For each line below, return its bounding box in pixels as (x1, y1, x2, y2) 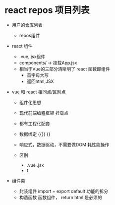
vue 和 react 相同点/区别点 (11, 89, 66, 95)
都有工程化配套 (19, 120, 50, 127)
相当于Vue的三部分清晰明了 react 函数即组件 (19, 66, 110, 72)
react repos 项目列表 (4, 4, 90, 16)
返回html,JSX (26, 78, 54, 84)
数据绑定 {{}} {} (19, 131, 51, 137)
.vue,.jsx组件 (19, 53, 46, 60)
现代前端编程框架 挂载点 (19, 110, 69, 116)
